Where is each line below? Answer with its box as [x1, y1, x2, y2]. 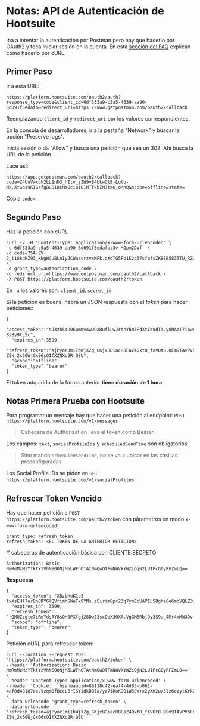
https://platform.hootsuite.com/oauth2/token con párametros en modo [6, 515, 185, 523]
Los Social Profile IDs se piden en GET [6, 470, 98, 477]
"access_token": [11, 593, 52, 599]
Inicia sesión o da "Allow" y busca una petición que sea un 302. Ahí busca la [6, 144, 193, 152]
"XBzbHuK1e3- [54, 593, 86, 599]
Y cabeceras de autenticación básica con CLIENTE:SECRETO [6, 549, 157, 556]
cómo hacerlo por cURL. [6, 49, 67, 56]
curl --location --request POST [6, 652, 86, 658]
